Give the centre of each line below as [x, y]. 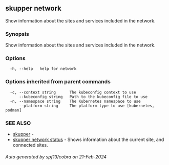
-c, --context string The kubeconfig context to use [73, 92]
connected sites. [30, 145]
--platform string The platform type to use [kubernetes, [87, 106]
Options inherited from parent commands [58, 82]
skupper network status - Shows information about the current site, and [88, 139]
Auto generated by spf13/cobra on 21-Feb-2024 [56, 157]
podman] [14, 110]
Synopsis [17, 34]
